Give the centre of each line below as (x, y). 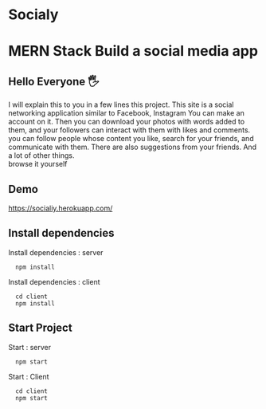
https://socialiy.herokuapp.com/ (61, 208)
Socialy (33, 15)
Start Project (41, 328)
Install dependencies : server (56, 252)
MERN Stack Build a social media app (133, 51)
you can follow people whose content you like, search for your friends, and (131, 139)
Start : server (30, 347)
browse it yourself (38, 164)
